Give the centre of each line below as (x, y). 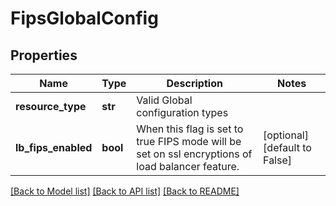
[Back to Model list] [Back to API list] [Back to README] (125, 191)
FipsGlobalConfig (84, 18)
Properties (44, 55)
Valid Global (164, 100)
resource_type (51, 106)
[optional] (286, 135)
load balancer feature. (188, 166)
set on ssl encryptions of (194, 154)
